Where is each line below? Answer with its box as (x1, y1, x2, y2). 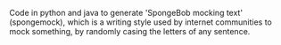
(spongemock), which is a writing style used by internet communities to (9, 17, 272, 27)
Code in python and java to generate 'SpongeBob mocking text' (9, 8, 244, 18)
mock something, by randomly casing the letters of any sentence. (9, 26, 251, 36)
